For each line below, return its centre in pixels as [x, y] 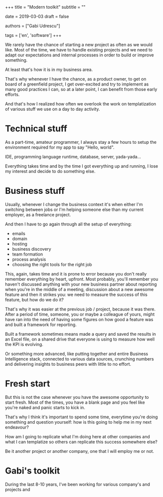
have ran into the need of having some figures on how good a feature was [79, 319]
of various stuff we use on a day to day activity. [53, 109]
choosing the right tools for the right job [52, 264]
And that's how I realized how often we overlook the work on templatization [81, 104]
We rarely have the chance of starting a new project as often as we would [79, 45]
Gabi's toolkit [33, 471]
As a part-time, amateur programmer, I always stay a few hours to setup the [81, 142]
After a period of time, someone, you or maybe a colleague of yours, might [80, 314]
